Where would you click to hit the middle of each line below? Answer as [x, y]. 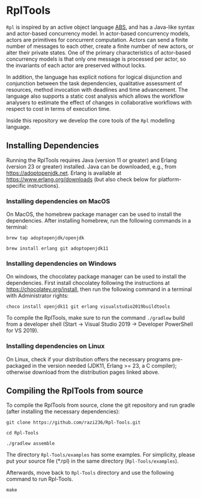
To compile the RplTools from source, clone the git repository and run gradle [100, 405]
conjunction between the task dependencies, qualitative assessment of [94, 83]
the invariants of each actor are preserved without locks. [76, 65]
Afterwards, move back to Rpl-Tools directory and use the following [90, 473]
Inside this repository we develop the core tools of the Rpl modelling [91, 120]
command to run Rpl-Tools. [40, 479]
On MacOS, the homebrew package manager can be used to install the [94, 214]
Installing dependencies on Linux [55, 346]
